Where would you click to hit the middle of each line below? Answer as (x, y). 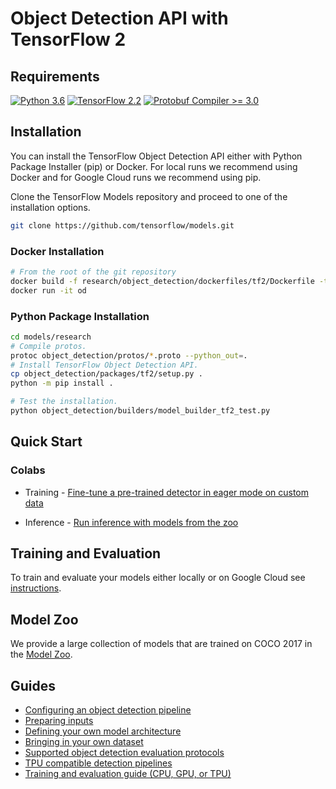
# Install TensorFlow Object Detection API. (104, 365)
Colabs (28, 470)
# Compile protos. (48, 346)
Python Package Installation (80, 316)
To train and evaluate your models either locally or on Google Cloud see (158, 578)
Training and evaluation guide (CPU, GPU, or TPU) (128, 774)
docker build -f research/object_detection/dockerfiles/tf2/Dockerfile (162, 281)
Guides (33, 685)
